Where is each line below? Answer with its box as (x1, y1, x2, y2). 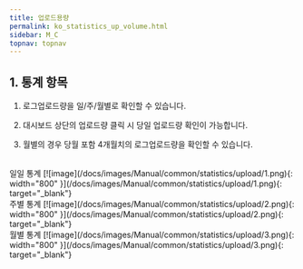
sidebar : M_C (9, 30, 59, 39)
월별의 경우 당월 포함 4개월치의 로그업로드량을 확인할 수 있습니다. (22, 139, 254, 150)
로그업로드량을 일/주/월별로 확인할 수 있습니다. (22, 101, 187, 112)
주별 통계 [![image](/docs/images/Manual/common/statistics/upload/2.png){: (9, 199, 295, 210)
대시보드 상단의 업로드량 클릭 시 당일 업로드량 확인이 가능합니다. (22, 120, 248, 131)
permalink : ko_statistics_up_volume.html (9, 22, 169, 31)
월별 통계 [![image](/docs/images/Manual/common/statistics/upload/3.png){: (9, 229, 295, 241)
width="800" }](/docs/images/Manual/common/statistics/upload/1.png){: (9, 178, 283, 189)
